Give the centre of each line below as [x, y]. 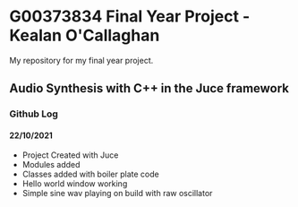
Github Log [34, 114]
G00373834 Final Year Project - [130, 17]
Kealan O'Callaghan [85, 35]
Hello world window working [75, 184]
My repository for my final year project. [81, 60]
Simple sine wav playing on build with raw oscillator [117, 194]
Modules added [51, 165]
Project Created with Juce [70, 155]
